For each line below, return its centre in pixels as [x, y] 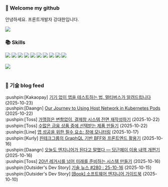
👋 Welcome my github [33, 8]
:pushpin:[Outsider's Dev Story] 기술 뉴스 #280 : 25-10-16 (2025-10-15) [78, 167]
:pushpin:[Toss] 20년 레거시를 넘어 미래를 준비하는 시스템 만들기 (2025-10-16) [83, 161]
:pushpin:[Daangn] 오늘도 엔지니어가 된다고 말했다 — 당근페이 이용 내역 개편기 [83, 149]
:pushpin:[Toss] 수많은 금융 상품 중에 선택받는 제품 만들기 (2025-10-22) [76, 125]
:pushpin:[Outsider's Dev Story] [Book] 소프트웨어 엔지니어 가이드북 [73, 173]
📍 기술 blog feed [25, 85]
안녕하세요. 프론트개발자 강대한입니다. [42, 19]
